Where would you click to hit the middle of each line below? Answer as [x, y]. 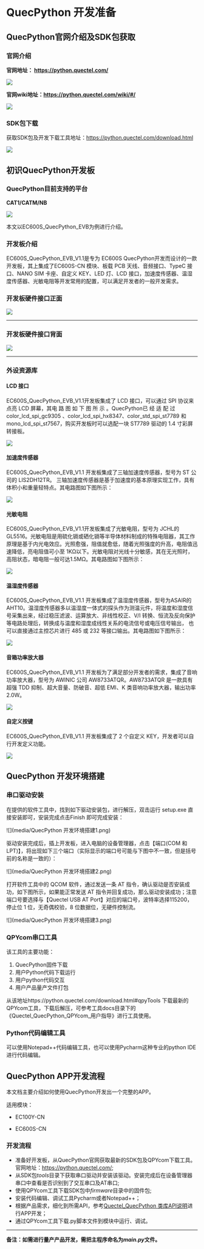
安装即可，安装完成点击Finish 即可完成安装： [67, 817]
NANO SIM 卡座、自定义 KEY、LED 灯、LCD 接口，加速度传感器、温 [102, 274]
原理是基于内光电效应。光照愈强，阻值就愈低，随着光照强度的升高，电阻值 [99, 544]
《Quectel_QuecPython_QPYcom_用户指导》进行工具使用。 [80, 1016]
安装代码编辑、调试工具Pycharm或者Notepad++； [78, 1198]
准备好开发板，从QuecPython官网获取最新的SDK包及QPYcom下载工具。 [105, 1160]
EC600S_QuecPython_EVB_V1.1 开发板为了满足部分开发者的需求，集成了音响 [102, 672]
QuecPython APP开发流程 [56, 1076]
